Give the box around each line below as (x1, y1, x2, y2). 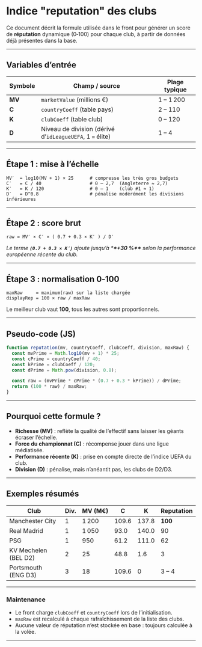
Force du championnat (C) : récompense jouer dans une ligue (14, 440, 170, 447)
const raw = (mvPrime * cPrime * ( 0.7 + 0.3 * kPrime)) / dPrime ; (11, 378, 182, 384)
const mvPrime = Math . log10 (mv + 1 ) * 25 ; (11, 350, 120, 356)
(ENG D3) (9, 571, 37, 579)
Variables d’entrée (6, 60, 77, 70)
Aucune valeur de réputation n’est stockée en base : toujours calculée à (14, 621, 192, 629)
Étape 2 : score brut (6, 218, 81, 228)
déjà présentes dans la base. (6, 37, 78, 44)
